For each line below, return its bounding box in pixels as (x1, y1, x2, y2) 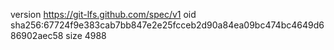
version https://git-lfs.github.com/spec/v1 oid (10, 9, 197, 20)
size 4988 (65, 30, 107, 41)
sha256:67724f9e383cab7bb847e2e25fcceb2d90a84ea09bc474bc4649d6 (10, 19, 325, 31)
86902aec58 (10, 30, 64, 41)
